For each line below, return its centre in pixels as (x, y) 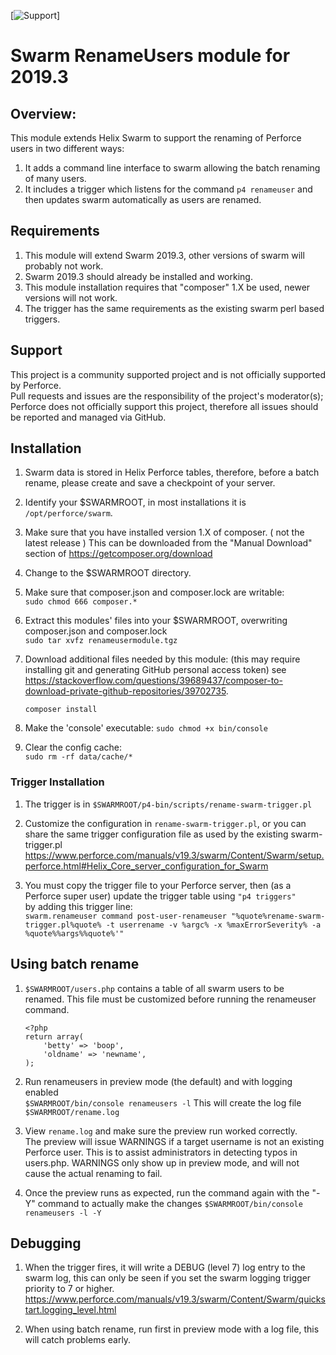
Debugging (46, 1243)
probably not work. (64, 266)
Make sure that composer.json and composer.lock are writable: (154, 592)
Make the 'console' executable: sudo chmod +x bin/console (146, 728)
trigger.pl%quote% (63, 925)
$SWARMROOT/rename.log (72, 1112)
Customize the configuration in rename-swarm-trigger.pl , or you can (165, 823)
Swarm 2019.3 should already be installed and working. (138, 276)
